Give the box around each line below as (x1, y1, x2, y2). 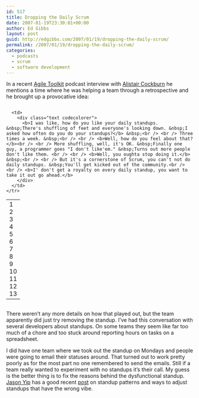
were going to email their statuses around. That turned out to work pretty (6, 353, 185, 360)
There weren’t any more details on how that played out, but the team (6, 310, 175, 318)
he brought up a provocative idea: (6, 93, 89, 100)
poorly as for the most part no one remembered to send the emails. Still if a (6, 360, 191, 367)
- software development (11, 64, 70, 70)
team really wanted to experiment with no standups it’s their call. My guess (6, 366, 190, 373)
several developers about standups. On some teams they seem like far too (6, 323, 189, 330)
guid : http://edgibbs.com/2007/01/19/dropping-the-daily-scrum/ (6, 36, 169, 42)
